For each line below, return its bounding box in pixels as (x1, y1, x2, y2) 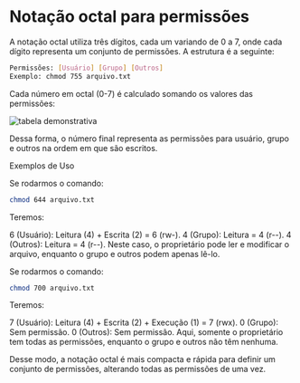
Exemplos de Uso (9, 160, 75, 171)
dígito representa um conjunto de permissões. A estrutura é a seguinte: (9, 45, 275, 56)
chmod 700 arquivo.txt (9, 283, 95, 292)
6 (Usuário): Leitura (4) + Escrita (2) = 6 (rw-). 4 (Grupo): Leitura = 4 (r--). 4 (9, 229, 292, 240)
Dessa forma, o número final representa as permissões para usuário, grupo (9, 133, 289, 144)
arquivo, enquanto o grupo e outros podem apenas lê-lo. (9, 248, 220, 259)
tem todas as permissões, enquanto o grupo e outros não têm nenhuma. (9, 337, 278, 348)
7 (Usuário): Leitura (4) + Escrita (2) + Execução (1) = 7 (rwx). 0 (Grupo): (9, 317, 278, 328)
